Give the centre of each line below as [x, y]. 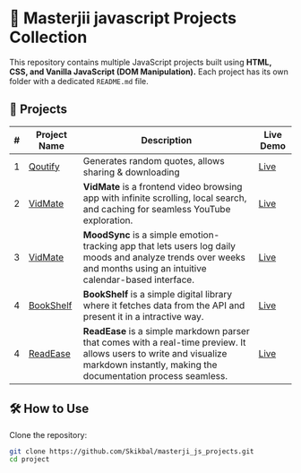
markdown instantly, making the [150, 365]
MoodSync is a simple [130, 235]
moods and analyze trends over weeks [164, 257]
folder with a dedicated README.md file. [79, 81]
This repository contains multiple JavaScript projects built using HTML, [141, 62]
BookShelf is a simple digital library [158, 294]
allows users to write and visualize [155, 353]
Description [167, 140]
